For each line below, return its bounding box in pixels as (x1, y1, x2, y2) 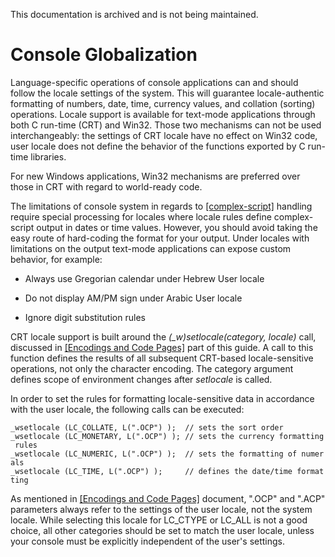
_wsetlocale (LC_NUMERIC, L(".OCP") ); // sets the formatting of (10, 449, 298, 459)
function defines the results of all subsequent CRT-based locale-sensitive (10, 352, 314, 364)
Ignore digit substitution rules (24, 311, 146, 323)
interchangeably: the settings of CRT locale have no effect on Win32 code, (10, 129, 318, 141)
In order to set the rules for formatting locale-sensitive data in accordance (10, 392, 315, 404)
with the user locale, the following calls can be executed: (10, 403, 245, 415)
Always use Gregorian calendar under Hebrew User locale (24, 272, 265, 284)
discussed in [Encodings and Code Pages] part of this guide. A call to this (10, 341, 314, 353)
